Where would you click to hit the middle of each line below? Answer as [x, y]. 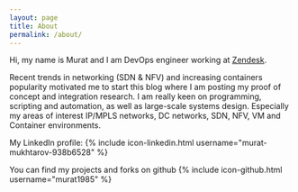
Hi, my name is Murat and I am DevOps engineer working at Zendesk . [138, 60]
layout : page [34, 18]
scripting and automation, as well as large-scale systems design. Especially [149, 106]
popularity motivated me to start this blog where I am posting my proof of [145, 87]
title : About [34, 26]
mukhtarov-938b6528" [52, 152]
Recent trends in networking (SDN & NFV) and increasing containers [136, 78]
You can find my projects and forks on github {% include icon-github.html [146, 170]
